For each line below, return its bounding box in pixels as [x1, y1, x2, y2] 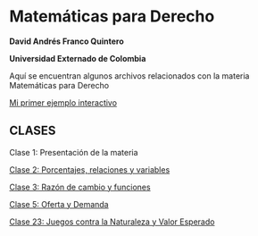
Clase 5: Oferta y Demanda [9, 198, 109, 209]
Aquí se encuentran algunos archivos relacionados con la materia [9, 70, 250, 81]
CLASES [9, 123, 56, 139]
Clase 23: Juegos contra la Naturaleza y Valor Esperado [9, 216, 215, 227]
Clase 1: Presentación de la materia [9, 147, 138, 157]
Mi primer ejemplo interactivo [9, 97, 118, 108]
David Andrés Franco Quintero [9, 36, 124, 46]
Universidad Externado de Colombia [9, 53, 146, 63]
